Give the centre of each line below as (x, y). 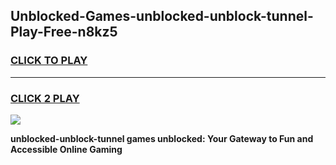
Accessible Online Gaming (66, 149)
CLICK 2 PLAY (45, 98)
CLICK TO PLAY (49, 61)
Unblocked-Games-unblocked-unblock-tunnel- (162, 16)
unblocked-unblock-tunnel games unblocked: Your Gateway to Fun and (162, 138)
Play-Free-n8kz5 (64, 32)
